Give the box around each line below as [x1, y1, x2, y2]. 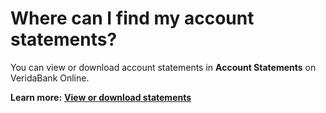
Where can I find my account [10, 7, 255, 30]
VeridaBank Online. [10, 72, 90, 84]
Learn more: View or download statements [10, 91, 192, 103]
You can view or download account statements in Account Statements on [10, 61, 317, 73]
